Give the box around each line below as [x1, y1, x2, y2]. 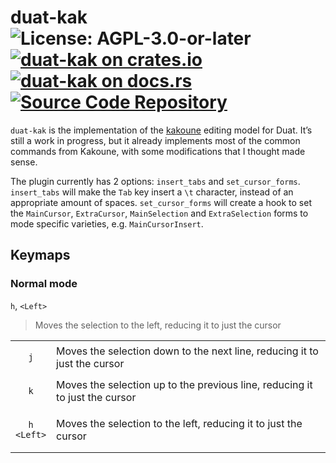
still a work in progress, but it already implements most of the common [10, 134, 301, 146]
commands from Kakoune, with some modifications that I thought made [10, 145, 306, 157]
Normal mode [10, 277, 78, 291]
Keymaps [10, 247, 71, 264]
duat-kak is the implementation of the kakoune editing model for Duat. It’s [10, 124, 313, 136]
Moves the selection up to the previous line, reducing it [56, 377, 313, 391]
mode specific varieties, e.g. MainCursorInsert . [10, 217, 204, 230]
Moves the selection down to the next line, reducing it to [56, 344, 319, 358]
